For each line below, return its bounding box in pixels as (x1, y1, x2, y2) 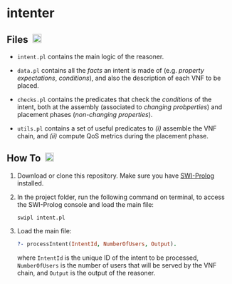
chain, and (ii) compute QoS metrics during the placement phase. (16, 132, 209, 140)
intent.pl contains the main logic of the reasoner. (16, 52, 164, 61)
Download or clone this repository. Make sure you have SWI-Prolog (16, 171, 215, 180)
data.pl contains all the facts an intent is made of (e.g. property (16, 66, 204, 74)
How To (6, 152, 41, 165)
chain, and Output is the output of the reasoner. (16, 268, 156, 277)
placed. (16, 81, 40, 90)
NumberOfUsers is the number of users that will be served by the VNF (16, 260, 217, 269)
